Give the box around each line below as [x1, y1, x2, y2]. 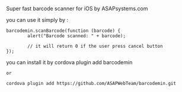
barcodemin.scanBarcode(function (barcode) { [6, 28, 120, 34]
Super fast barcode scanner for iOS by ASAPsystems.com [6, 5, 148, 12]
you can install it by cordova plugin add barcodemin [6, 59, 133, 65]
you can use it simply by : [6, 17, 69, 23]
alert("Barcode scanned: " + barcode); [27, 33, 126, 39]
